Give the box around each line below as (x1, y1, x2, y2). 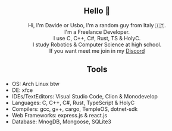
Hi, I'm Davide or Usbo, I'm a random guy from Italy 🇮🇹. (27, 21, 167, 28)
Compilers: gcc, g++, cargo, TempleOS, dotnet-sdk (11, 105, 138, 113)
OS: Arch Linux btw (11, 80, 60, 87)
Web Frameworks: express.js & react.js (11, 111, 108, 119)
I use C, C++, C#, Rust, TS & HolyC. (53, 34, 141, 41)
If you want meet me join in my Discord (49, 47, 145, 54)
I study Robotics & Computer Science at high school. (32, 41, 162, 48)
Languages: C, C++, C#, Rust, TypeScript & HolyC (11, 99, 135, 106)
